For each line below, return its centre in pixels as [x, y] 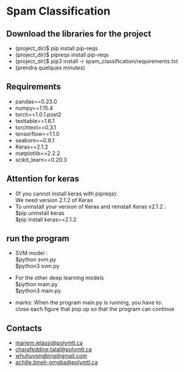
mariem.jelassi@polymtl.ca [49, 343]
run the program [38, 239]
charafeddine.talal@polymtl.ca [54, 349]
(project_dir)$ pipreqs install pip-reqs [62, 55]
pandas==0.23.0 [36, 101]
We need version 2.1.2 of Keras [54, 200]
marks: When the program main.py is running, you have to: [89, 303]
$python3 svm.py [37, 266]
